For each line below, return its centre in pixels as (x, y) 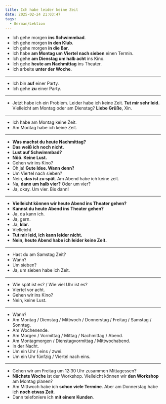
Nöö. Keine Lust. (30, 158)
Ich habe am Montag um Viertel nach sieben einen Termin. (73, 53)
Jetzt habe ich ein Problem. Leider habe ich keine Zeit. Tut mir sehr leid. (86, 103)
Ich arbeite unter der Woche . (42, 69)
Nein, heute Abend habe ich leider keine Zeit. (60, 240)
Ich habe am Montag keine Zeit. (44, 122)
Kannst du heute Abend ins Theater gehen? (58, 209)
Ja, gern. (21, 219)
